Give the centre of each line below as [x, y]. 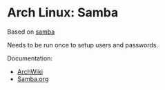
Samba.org [33, 79]
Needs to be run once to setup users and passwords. [83, 45]
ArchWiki [30, 71]
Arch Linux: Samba [63, 13]
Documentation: [30, 58]
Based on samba [31, 32]
